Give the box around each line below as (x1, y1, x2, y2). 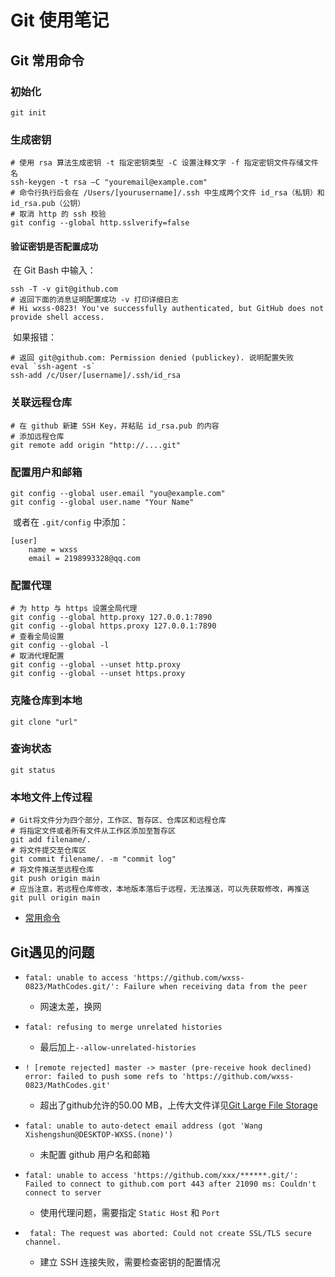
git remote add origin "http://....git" (10, 440, 182, 450)
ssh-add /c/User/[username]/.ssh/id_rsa (10, 371, 182, 381)
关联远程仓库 (10, 396, 73, 410)
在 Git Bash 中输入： (12, 264, 97, 276)
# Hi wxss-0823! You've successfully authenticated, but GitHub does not (10, 304, 325, 314)
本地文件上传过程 (10, 790, 93, 804)
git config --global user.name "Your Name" (10, 497, 195, 507)
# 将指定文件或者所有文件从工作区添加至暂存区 (10, 826, 177, 836)
